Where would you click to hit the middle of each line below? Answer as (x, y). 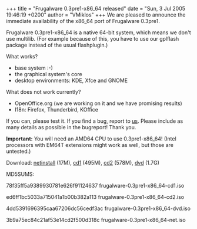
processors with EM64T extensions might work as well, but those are (90, 145)
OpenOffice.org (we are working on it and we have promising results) (98, 103)
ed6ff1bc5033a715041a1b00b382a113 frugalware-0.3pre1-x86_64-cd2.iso (95, 197)
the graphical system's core (48, 74)
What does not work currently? (44, 92)
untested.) (19, 151)
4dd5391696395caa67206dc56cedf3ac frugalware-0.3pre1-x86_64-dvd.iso (98, 208)
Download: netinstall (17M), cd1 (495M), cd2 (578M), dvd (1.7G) (83, 163)
